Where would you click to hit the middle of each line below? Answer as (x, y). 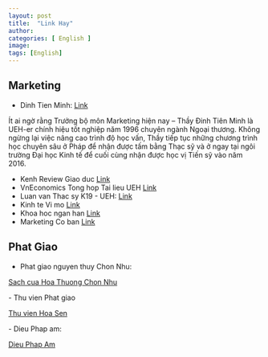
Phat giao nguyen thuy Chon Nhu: (76, 266)
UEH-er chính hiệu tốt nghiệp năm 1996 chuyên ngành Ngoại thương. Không (134, 129)
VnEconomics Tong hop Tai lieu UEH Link (88, 187)
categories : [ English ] (50, 38)
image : (19, 46)
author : (21, 31)
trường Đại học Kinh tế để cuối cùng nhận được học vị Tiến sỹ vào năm (126, 154)
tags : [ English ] (35, 53)
